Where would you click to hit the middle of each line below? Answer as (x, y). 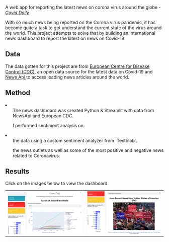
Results (17, 171)
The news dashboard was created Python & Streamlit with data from (83, 110)
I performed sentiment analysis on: (49, 125)
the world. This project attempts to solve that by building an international (80, 33)
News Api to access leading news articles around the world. (67, 77)
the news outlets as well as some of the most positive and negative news (88, 150)
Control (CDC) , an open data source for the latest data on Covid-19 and (79, 71)
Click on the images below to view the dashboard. (57, 184)
